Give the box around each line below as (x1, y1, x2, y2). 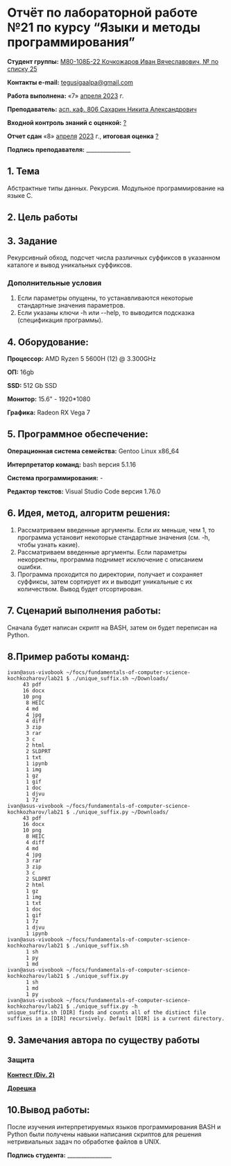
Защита (7, 1055, 35, 1065)
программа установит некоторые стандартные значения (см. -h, (17, 533, 210, 541)
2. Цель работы (7, 212, 78, 223)
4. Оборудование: (7, 336, 89, 348)
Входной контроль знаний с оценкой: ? (7, 118, 127, 126)
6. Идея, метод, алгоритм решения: (7, 507, 171, 519)
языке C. (7, 191, 33, 199)
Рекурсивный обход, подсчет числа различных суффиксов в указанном (7, 253, 221, 262)
